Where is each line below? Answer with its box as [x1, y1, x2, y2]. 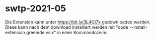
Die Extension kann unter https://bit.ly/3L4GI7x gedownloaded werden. [5, 19, 151, 25]
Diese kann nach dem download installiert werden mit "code [5, 24, 129, 30]
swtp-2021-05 [5, 3, 66, 14]
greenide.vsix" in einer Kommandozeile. [26, 29, 108, 35]
